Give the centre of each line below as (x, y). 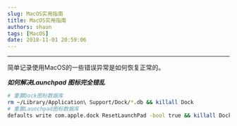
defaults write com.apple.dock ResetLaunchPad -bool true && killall (112, 115)
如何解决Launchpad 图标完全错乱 (56, 82)
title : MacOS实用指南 (37, 20)
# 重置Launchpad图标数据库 (43, 109)
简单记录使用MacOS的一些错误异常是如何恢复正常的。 (86, 68)
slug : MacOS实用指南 (35, 14)
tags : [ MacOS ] (28, 33)
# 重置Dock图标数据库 (35, 96)
